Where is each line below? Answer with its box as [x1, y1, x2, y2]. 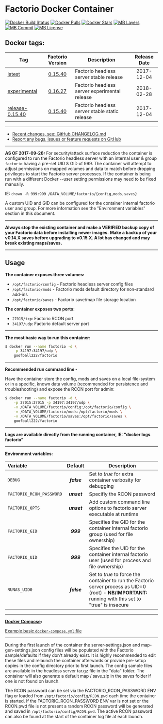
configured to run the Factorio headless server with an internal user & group [5, 155, 157, 161]
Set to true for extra [89, 471, 133, 477]
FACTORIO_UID [7, 554, 38, 560]
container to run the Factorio [89, 577, 154, 584]
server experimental [75, 88, 121, 95]
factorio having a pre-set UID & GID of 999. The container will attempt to [5, 160, 152, 166]
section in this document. [5, 210, 56, 216]
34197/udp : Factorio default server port [12, 321, 89, 326]
